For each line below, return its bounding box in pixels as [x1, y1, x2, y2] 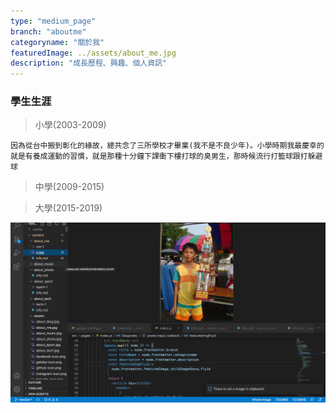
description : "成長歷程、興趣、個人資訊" [10, 58, 168, 69]
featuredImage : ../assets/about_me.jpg [10, 48, 177, 58]
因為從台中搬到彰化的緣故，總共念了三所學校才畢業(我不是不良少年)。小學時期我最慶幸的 [10, 141, 325, 151]
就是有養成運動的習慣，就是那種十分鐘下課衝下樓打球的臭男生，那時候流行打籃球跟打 [10, 151, 308, 162]
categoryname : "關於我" [10, 37, 105, 47]
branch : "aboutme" [10, 26, 87, 37]
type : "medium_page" [10, 16, 97, 26]
